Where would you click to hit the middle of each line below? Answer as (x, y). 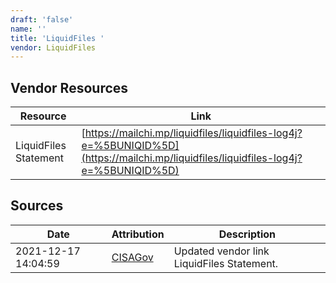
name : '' (28, 29)
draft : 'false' (42, 19)
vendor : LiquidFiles (53, 47)
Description (247, 234)
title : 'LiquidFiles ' (57, 38)
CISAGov (132, 257)
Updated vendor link (221, 251)
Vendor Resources (69, 87)
